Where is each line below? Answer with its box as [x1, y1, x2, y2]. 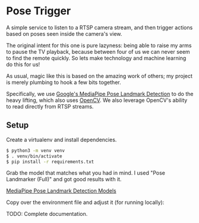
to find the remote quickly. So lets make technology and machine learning [6, 54, 187, 61]
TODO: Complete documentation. [6, 210, 88, 218]
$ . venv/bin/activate [6, 153, 62, 159]
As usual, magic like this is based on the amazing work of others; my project [6, 72, 193, 79]
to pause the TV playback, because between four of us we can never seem [6, 48, 190, 55]
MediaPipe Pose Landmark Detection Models [6, 187, 117, 194]
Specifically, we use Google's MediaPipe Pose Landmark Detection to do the [6, 90, 194, 97]
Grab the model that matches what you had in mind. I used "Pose [6, 169, 165, 176]
